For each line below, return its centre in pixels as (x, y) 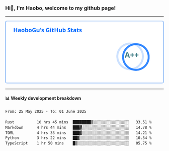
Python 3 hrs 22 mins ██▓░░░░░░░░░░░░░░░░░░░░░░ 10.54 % (78, 138)
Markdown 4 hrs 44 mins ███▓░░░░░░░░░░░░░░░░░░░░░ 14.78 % (78, 127)
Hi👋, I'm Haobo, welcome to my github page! (61, 8)
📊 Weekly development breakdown (43, 98)
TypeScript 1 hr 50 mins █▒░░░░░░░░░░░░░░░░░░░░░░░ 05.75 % (78, 143)
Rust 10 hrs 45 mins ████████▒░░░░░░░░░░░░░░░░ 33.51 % (78, 122)
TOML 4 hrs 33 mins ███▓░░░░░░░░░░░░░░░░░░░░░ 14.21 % (78, 133)
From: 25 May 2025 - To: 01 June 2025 (46, 112)
